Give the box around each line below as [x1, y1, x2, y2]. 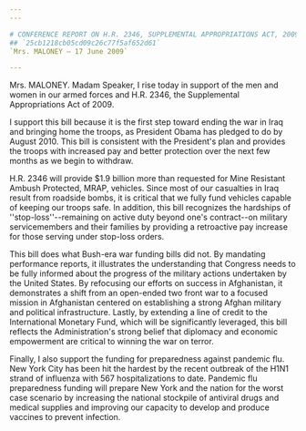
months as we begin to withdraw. [9, 156, 134, 167]
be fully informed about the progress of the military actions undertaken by [9, 268, 287, 279]
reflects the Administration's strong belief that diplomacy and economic [9, 326, 279, 337]
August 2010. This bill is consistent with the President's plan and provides [9, 136, 286, 147]
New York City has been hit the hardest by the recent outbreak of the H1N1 [9, 364, 290, 375]
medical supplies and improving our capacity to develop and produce [9, 402, 270, 413]
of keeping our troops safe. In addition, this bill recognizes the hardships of [9, 202, 291, 213]
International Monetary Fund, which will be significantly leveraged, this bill [9, 316, 288, 328]
